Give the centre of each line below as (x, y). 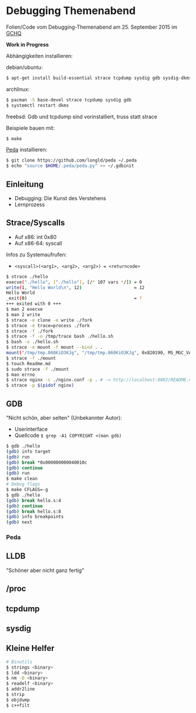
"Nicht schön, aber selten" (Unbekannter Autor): (64, 418)
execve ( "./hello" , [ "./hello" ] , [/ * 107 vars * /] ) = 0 (74, 282)
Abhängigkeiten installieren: (39, 56)
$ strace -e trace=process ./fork (48, 325)
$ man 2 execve (24, 309)
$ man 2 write (23, 314)
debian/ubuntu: (24, 67)
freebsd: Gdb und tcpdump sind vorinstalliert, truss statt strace (82, 116)
